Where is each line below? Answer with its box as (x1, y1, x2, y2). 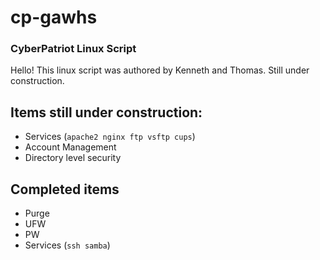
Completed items (10, 181, 120, 198)
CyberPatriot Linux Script (10, 42, 137, 56)
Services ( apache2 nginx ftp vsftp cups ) (24, 131, 196, 143)
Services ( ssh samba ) (24, 239, 111, 251)
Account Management (24, 141, 117, 153)
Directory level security (24, 152, 122, 164)
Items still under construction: (10, 104, 203, 121)
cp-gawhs (10, 6, 98, 29)
